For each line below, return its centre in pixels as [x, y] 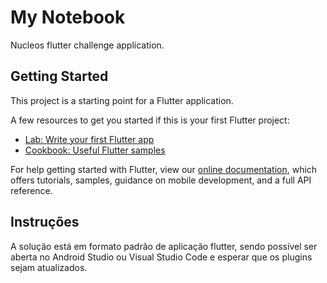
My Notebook [68, 17]
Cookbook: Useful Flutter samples [95, 150]
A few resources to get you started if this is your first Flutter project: [150, 120]
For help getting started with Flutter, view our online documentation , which [164, 169]
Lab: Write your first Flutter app [89, 139]
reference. [31, 190]
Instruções [45, 222]
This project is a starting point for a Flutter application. [122, 100]
